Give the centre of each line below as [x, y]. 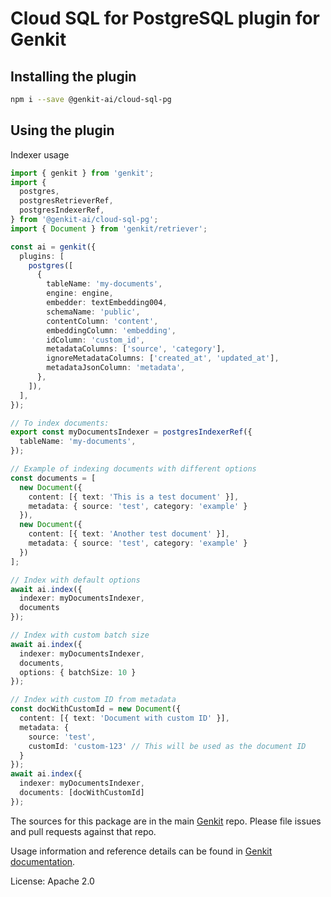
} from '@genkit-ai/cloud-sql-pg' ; [84, 220]
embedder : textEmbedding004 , [107, 303]
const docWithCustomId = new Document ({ [96, 709]
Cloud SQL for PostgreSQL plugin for [165, 18]
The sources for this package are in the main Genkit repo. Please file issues [166, 821]
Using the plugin [62, 130]
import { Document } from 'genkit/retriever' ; [109, 228]
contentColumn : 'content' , [102, 321]
